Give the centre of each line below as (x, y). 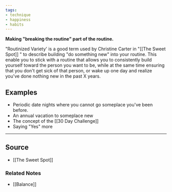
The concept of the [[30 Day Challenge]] (56, 121)
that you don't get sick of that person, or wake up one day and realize (79, 71)
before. (20, 110)
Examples (21, 92)
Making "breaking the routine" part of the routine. (60, 39)
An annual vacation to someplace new (53, 116)
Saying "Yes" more (33, 127)
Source (17, 148)
